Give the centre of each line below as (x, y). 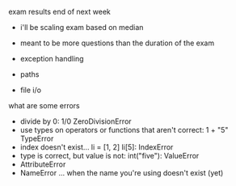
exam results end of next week (60, 12)
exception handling (52, 59)
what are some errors (44, 106)
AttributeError (43, 164)
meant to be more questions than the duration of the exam (117, 43)
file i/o (31, 90)
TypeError (37, 138)
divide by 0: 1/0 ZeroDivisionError (76, 121)
